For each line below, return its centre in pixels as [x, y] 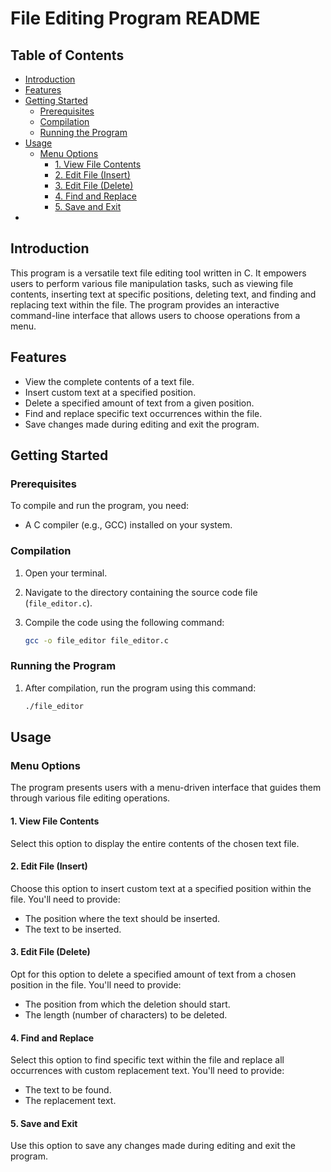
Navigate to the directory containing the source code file [141, 592]
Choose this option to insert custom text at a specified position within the [161, 888]
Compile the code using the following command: [124, 622]
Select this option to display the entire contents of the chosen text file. [155, 843]
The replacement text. [70, 1101]
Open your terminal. [66, 573]
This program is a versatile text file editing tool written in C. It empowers [158, 273]
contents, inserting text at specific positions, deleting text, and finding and [163, 294]
